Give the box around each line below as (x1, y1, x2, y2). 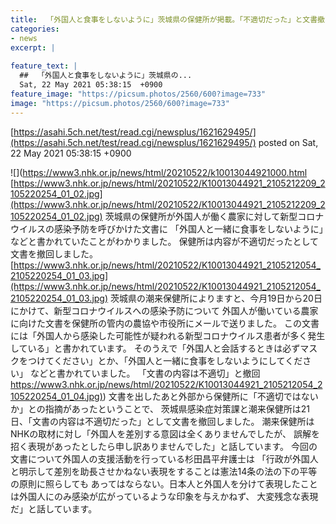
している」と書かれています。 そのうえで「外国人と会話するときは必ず (10, 342, 301, 354)
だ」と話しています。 (10, 502, 98, 515)
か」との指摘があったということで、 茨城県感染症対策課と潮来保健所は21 (10, 402, 311, 415)
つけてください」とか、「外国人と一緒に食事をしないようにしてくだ (27, 354, 303, 366)
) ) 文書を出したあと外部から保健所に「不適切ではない (99, 390, 319, 402)
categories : (10, 24, 60, 34)
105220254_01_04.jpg (10, 390, 100, 402)
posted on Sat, (258, 136, 319, 148)
